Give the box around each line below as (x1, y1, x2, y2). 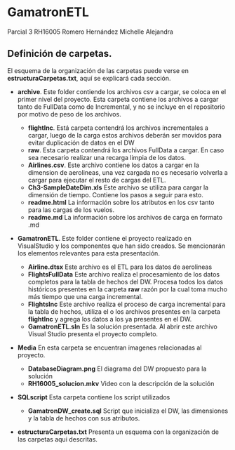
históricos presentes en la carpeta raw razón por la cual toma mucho (27, 285, 228, 293)
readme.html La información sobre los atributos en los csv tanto (27, 198, 215, 206)
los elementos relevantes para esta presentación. (17, 249, 160, 257)
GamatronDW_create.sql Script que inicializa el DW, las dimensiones (27, 406, 229, 415)
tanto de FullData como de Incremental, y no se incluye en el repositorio (17, 102, 226, 111)
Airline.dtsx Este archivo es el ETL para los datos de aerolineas (27, 263, 213, 271)
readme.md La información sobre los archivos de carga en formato (27, 213, 223, 221)
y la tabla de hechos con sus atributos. (27, 413, 140, 422)
